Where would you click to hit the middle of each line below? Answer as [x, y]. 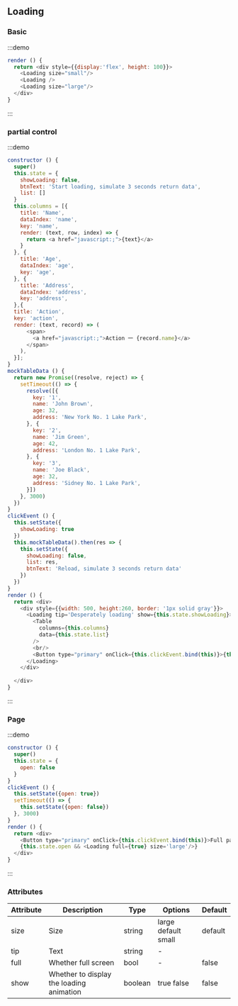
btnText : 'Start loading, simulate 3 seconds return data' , [110, 186]
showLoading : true [47, 530]
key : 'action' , [36, 318]
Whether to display [80, 974]
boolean [137, 983]
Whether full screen [81, 963]
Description [83, 910]
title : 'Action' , [39, 312]
